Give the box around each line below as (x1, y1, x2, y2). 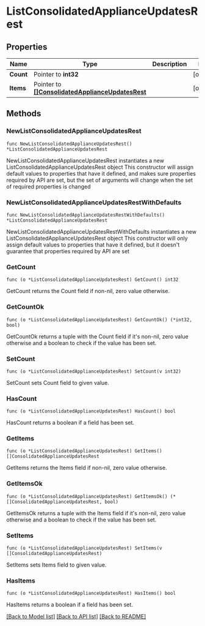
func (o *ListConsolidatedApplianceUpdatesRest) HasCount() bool (6, 408, 176, 414)
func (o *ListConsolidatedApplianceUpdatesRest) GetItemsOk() (6, 493, 168, 499)
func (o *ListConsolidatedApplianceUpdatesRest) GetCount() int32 (6, 277, 179, 283)
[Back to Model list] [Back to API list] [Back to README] (6, 613, 146, 620)
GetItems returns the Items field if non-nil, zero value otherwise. (6, 464, 167, 472)
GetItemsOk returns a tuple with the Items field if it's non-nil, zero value (6, 509, 186, 516)
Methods (6, 108, 41, 119)
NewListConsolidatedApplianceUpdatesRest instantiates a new (6, 157, 165, 164)
